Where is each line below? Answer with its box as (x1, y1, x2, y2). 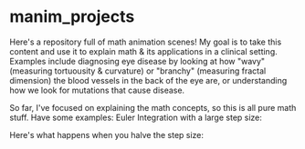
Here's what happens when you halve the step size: (9, 129, 204, 140)
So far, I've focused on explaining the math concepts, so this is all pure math (9, 102, 297, 113)
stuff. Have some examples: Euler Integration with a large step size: (9, 112, 263, 123)
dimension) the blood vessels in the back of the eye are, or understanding (9, 74, 288, 85)
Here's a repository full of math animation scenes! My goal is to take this (9, 36, 282, 47)
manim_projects (9, 6, 135, 27)
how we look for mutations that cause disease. (9, 84, 185, 95)
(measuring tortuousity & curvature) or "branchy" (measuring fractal (9, 65, 267, 76)
